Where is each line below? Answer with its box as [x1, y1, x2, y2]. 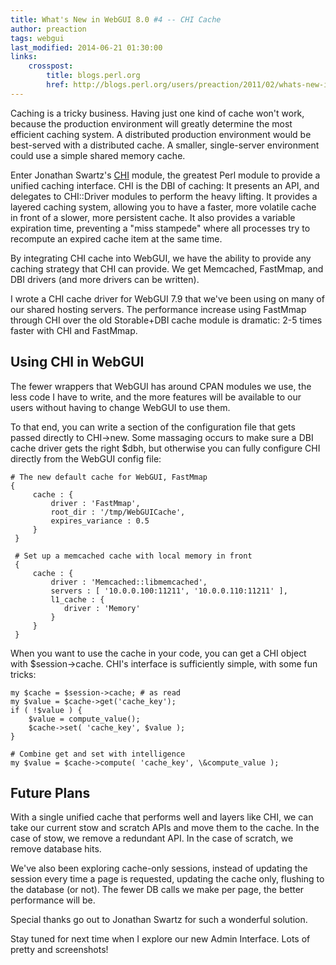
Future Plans [10, 784, 91, 801]
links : [10, 52, 38, 62]
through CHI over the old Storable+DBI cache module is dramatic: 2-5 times [10, 314, 323, 326]
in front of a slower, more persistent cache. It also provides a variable [10, 211, 296, 223]
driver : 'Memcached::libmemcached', [50, 577, 208, 587]
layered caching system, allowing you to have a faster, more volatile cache [10, 201, 317, 213]
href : [46, 80, 70, 90]
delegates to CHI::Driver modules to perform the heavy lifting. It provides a [10, 190, 318, 202]
